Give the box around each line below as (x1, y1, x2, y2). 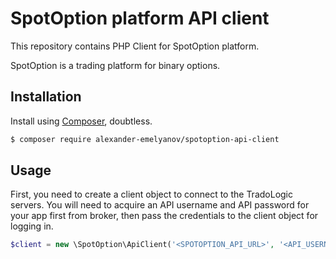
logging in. (10, 220, 54, 232)
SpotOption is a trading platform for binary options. (10, 59, 221, 71)
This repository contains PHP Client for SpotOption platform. (10, 40, 260, 52)
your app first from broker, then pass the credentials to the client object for (10, 210, 319, 222)
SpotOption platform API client (10, 7, 270, 30)
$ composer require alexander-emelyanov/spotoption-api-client (10, 134, 280, 144)
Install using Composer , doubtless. (10, 115, 153, 127)
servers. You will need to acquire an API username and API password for (10, 199, 310, 211)
